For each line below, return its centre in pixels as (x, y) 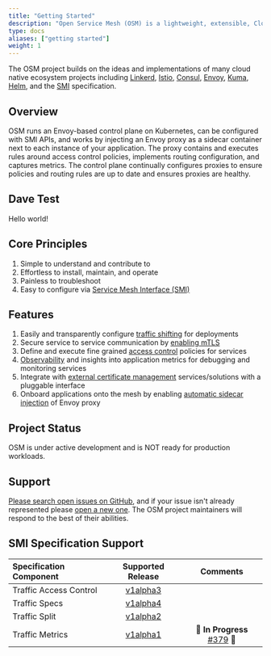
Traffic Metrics (40, 634)
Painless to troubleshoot (60, 280)
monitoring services (53, 368)
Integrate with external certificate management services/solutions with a (140, 377)
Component (35, 576)
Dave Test (34, 199)
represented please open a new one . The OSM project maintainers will (125, 509)
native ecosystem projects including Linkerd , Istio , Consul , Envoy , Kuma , (129, 78)
